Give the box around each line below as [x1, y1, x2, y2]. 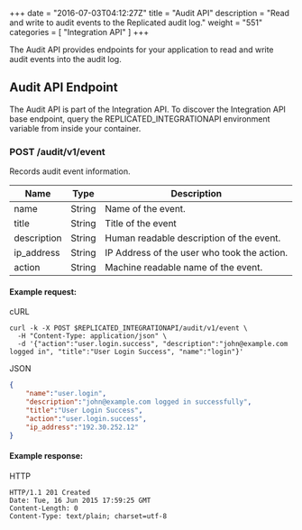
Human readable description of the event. [105, 232, 281, 244]
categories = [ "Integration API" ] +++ [9, 27, 150, 37]
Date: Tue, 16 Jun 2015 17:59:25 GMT [9, 496, 151, 505]
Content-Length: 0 [9, 504, 78, 513]
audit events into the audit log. [9, 54, 122, 64]
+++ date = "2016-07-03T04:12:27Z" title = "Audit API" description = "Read [9, 8, 290, 18]
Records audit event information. [9, 166, 131, 177]
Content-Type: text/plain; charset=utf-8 [9, 511, 168, 521]
